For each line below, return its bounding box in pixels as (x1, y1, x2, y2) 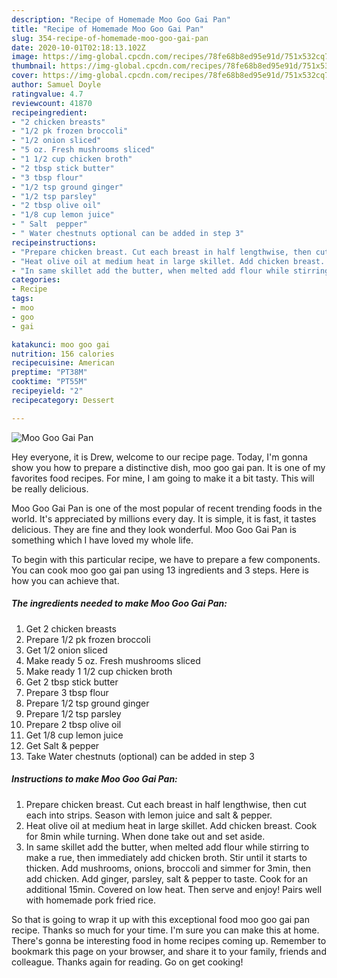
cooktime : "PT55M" (11, 377, 88, 387)
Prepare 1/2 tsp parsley (25, 707, 122, 720)
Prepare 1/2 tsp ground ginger (25, 697, 150, 709)
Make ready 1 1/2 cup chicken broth (25, 665, 173, 677)
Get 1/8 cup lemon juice (25, 729, 124, 741)
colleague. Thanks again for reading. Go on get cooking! (11, 956, 244, 968)
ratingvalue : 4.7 (11, 89, 84, 99)
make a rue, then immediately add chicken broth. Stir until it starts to (25, 851, 308, 863)
